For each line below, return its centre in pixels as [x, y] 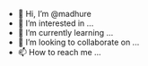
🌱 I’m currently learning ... [65, 33]
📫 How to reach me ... [59, 52]
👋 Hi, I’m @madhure [54, 14]
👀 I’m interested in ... [56, 23]
